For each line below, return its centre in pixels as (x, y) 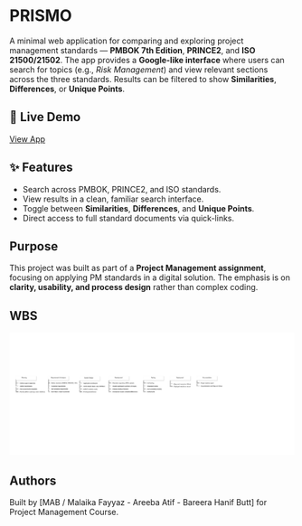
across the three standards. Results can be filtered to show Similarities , (143, 79)
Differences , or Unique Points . (67, 89)
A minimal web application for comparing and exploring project (127, 41)
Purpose (34, 246)
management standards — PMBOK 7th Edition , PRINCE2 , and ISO (132, 50)
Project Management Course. (64, 512)
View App (28, 139)
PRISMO (41, 16)
